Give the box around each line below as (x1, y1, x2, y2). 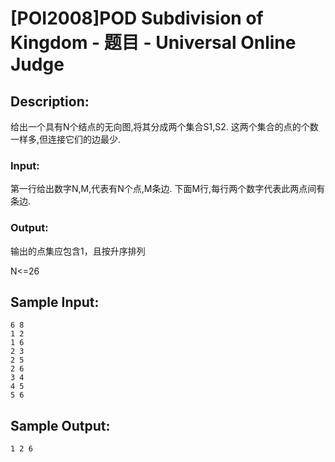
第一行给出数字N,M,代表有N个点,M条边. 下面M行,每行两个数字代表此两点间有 (10, 183, 326, 195)
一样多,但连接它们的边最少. (10, 133, 122, 145)
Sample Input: (10, 293, 100, 311)
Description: (10, 93, 90, 110)
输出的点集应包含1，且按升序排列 (10, 245, 146, 257)
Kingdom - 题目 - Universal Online (10, 32, 297, 54)
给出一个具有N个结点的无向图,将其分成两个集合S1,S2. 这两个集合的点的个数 (10, 121, 319, 132)
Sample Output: (10, 417, 111, 434)
